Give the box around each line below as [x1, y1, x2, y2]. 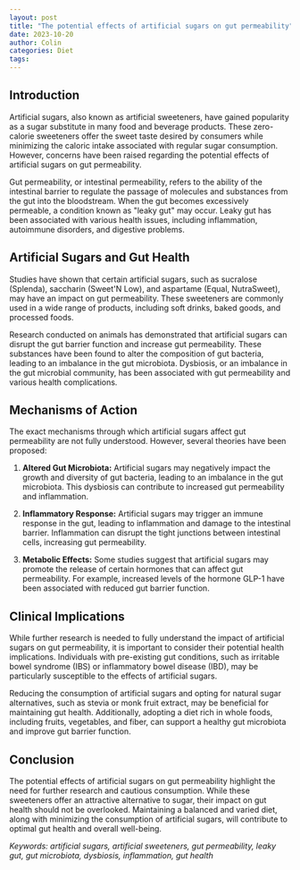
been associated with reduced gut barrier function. [21, 583, 210, 593]
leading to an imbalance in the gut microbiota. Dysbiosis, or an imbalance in [9, 357, 287, 368]
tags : [9, 55, 29, 64]
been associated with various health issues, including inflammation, [9, 214, 258, 225]
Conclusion [9, 752, 75, 767]
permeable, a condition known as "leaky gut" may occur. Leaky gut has [9, 205, 272, 216]
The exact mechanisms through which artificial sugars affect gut [9, 426, 246, 437]
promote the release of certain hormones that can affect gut [21, 564, 244, 575]
